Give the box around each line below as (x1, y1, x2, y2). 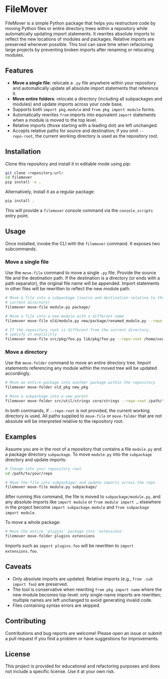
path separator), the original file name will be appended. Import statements (5, 280, 159, 286)
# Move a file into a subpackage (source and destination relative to (5, 295, 155, 301)
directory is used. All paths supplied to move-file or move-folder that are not (5, 413, 162, 419)
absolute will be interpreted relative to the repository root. (5, 418, 124, 424)
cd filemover (5, 175, 32, 180)
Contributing (5, 617, 46, 625)
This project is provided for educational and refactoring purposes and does (5, 663, 160, 669)
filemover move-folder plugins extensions (5, 534, 95, 539)
